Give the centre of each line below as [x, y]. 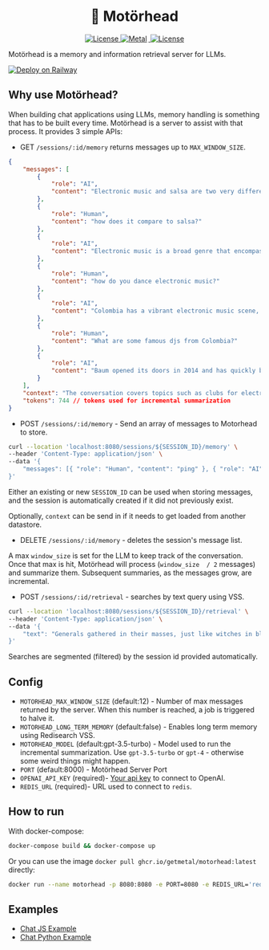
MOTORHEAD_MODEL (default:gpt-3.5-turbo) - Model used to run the [125, 744]
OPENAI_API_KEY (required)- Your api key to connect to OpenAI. [122, 778]
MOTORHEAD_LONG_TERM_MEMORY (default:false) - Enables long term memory [139, 727]
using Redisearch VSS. [58, 736]
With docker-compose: [46, 831]
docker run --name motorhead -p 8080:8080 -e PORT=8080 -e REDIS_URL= [128, 884]
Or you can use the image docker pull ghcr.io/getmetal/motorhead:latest [132, 861]
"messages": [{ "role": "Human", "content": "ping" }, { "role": [134, 469]
